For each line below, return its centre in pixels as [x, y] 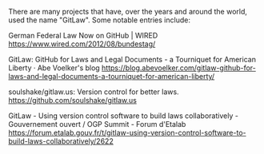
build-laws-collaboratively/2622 [61, 141]
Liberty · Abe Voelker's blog [54, 68]
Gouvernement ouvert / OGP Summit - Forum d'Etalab [97, 124]
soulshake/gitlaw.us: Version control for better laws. [94, 92]
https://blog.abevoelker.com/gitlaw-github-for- [178, 68]
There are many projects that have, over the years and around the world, [128, 12]
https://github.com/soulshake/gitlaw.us [73, 100]
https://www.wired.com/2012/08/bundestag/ [82, 44]
